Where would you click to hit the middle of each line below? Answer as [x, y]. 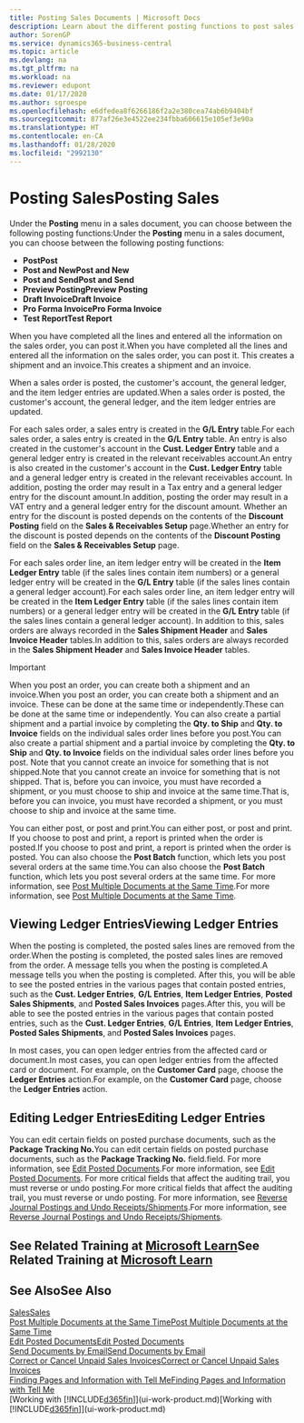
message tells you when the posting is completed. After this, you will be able [152, 975]
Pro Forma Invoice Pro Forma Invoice [92, 308]
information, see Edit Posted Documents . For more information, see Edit [142, 1168]
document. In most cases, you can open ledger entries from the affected [144, 1060]
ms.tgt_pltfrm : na [44, 69]
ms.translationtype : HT [54, 128]
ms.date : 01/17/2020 [49, 94]
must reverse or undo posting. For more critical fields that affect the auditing [151, 1188]
